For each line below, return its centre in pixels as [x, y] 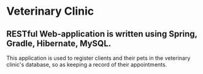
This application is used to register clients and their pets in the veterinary [98, 58]
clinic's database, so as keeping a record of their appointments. [87, 65]
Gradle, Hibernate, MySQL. [59, 43]
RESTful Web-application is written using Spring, [102, 34]
